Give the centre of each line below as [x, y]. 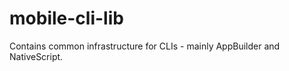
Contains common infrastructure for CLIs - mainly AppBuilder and [145, 46]
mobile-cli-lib [66, 18]
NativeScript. [36, 56]
